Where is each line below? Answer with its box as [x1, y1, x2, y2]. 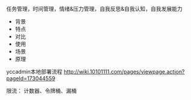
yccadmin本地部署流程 [6, 68, 63, 75]
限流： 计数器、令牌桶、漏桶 [6, 87, 77, 94]
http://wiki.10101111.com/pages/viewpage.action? [63, 68, 185, 75]
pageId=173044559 [6, 75, 56, 82]
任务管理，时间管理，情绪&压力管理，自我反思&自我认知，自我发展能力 [6, 5, 183, 12]
